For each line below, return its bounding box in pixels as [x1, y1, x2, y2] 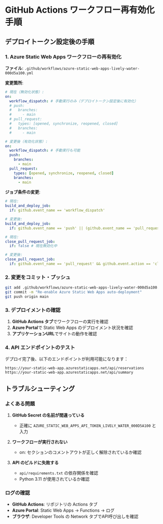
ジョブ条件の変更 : [5, 189, 41, 195]
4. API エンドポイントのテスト [5, 344, 75, 351]
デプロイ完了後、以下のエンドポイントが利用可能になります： [5, 356, 129, 362]
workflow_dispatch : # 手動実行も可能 [9, 148, 81, 153]
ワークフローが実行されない [12, 439, 68, 445]
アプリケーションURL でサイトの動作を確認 [12, 331, 97, 337]
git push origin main [5, 294, 49, 299]
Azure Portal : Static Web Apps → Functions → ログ [12, 507, 115, 513]
